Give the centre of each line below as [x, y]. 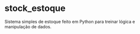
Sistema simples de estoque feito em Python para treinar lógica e [70, 22]
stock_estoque [35, 8]
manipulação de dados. [28, 26]
